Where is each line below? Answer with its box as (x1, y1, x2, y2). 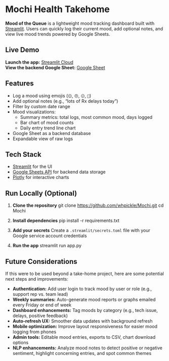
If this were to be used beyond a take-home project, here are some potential (5, 270, 164, 277)
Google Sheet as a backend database (12, 130, 91, 136)
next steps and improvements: (5, 276, 68, 282)
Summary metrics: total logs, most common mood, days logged (20, 114, 153, 120)
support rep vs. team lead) (12, 291, 68, 297)
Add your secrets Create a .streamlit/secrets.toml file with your (12, 228, 150, 234)
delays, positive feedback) (12, 312, 68, 319)
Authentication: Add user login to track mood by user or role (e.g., (12, 286, 152, 292)
